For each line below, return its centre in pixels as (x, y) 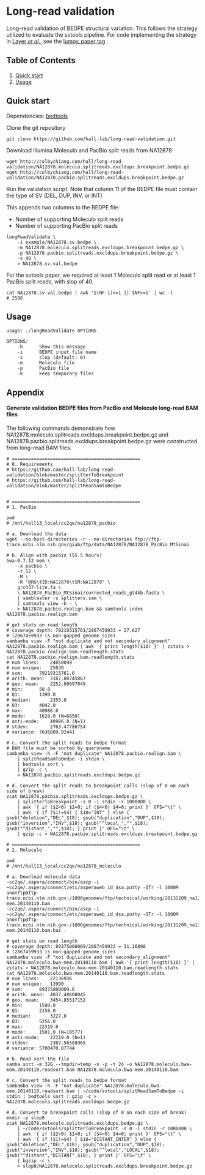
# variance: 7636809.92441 (41, 732)
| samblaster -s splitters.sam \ (60, 598)
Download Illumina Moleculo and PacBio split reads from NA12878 (89, 150)
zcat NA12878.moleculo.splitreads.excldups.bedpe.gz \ (77, 1123)
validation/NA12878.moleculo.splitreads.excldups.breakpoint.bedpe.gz (98, 167)
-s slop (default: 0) (52, 358)
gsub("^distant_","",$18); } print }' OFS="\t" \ (71, 828)
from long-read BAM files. (39, 448)
